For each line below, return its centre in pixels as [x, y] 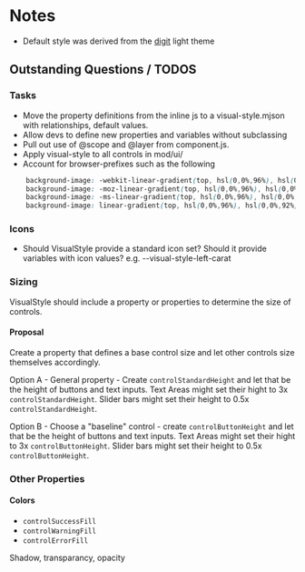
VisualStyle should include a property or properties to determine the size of [151, 302]
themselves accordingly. [55, 362]
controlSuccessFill [59, 522]
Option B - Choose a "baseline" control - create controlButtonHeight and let [152, 426]
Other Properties [47, 478]
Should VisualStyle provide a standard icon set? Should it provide [145, 249]
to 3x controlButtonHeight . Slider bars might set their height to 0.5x [136, 446]
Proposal [27, 332]
